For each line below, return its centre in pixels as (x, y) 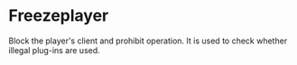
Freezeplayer (59, 16)
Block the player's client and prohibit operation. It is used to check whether (148, 41)
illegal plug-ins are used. (54, 50)
